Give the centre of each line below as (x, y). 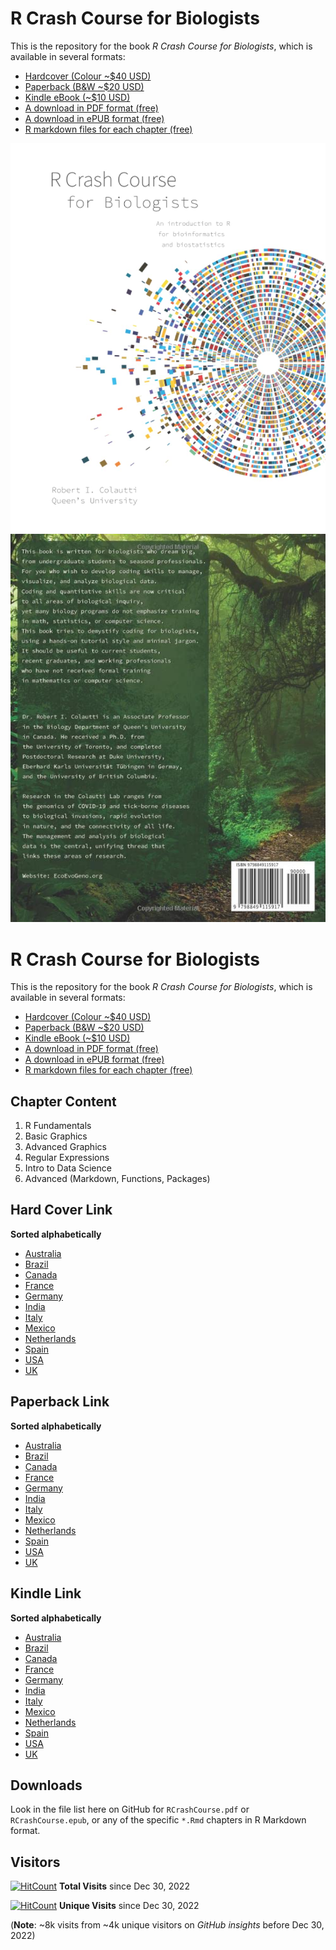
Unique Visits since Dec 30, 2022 (129, 1906)
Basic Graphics (56, 1136)
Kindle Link (46, 1593)
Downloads (46, 1785)
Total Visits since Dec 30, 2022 (124, 1886)
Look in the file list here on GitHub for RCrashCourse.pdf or (130, 1809)
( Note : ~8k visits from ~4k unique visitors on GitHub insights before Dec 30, (167, 1925)
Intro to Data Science (68, 1168)
